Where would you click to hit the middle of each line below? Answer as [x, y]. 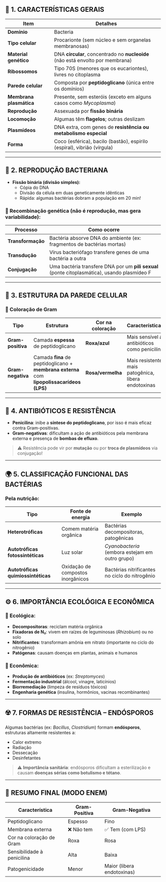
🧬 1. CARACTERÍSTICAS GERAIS [55, 10]
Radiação [22, 747]
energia [81, 518]
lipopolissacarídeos [57, 382]
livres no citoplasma [77, 74]
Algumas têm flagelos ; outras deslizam [99, 119]
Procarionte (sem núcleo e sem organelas [103, 40]
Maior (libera [119, 866]
